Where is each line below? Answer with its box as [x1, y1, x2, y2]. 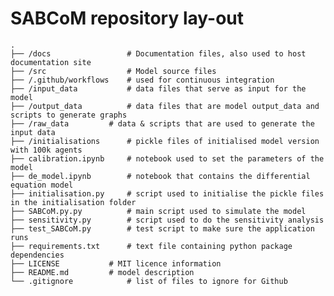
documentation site [10, 57, 92, 67]
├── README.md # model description [10, 267, 195, 277]
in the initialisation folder [10, 197, 137, 207]
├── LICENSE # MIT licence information [10, 258, 222, 269]
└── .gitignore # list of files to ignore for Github [10, 276, 288, 286]
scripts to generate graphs [10, 110, 128, 120]
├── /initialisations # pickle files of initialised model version [10, 136, 320, 146]
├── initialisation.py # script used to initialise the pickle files [10, 188, 325, 199]
